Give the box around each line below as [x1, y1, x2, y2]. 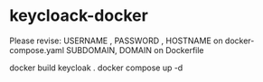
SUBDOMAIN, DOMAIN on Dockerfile [66, 44, 205, 55]
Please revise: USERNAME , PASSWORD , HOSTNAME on [9, 35, 223, 46]
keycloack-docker [9, 5, 149, 26]
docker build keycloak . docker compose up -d [9, 62, 183, 73]
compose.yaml [9, 44, 65, 55]
